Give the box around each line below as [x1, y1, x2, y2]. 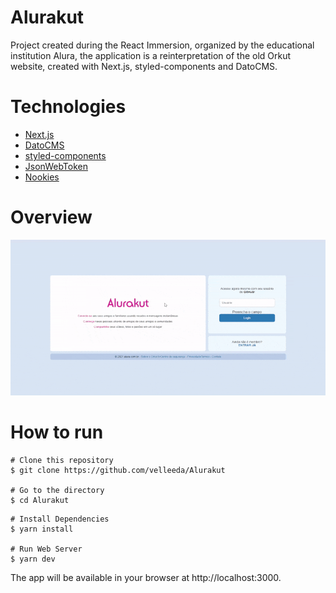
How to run [10, 421, 104, 444]
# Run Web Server [10, 544, 83, 555]
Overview [10, 206, 93, 229]
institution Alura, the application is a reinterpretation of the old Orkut [10, 49, 292, 61]
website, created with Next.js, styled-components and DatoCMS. [10, 60, 278, 72]
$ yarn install [10, 524, 74, 535]
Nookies [24, 171, 60, 183]
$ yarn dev [10, 554, 56, 565]
